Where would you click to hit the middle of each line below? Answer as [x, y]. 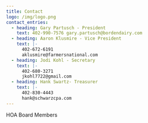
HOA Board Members [32, 115]
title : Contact [25, 11]
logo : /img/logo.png [31, 17]
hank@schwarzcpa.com [47, 98]
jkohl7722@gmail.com [47, 76]
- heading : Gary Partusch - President [59, 28]
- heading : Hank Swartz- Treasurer [55, 82]
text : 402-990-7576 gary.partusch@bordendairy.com [80, 33]
